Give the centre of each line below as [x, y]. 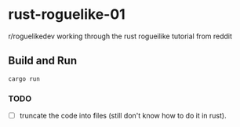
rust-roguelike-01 [67, 15]
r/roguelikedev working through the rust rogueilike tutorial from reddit [120, 36]
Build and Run [42, 61]
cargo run [24, 79]
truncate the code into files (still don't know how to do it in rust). [123, 116]
